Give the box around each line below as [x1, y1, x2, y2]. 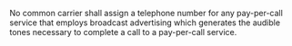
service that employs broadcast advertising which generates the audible [9, 17, 280, 28]
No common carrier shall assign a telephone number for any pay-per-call [9, 8, 284, 18]
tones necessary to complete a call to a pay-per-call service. [9, 27, 237, 37]
